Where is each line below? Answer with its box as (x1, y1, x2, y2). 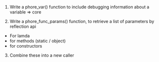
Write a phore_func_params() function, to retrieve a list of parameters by (9, 19, 154, 24)
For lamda (9, 33, 30, 38)
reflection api (9, 24, 36, 29)
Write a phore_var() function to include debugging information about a (9, 4, 149, 10)
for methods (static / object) (9, 38, 66, 44)
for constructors (9, 43, 42, 49)
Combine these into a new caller (9, 52, 74, 58)
